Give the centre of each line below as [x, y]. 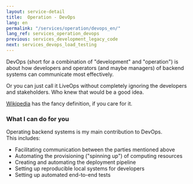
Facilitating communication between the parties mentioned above [95, 150]
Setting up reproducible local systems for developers [80, 169]
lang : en [17, 23]
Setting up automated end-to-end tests [63, 175]
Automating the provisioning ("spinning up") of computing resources [99, 156]
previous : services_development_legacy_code [62, 39]
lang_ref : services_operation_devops [53, 34]
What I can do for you [38, 119]
